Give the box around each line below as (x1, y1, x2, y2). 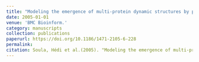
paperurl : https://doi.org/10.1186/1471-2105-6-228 (6, 36, 136, 42)
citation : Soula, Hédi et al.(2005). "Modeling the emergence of (6, 47, 171, 53)
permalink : (6, 42, 33, 48)
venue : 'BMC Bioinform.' (6, 19, 68, 25)
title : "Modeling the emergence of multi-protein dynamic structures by (6, 8, 190, 15)
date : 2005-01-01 (6, 14, 49, 20)
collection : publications (6, 31, 70, 37)
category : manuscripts (6, 25, 62, 31)
